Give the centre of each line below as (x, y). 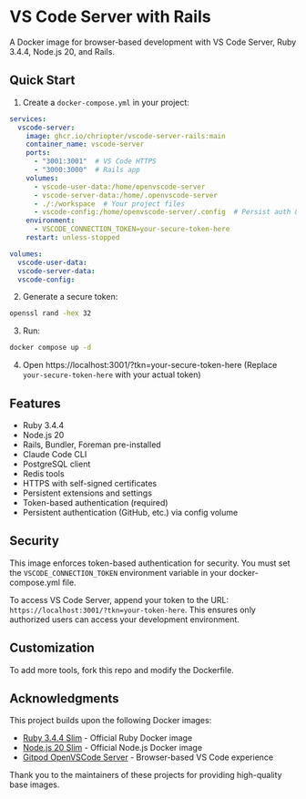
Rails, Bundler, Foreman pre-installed (92, 445)
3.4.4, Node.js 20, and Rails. (62, 51)
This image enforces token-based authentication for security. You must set (150, 563)
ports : (38, 153)
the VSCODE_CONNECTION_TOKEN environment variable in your (118, 572)
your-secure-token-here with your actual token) (112, 374)
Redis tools (44, 473)
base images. (35, 784)
